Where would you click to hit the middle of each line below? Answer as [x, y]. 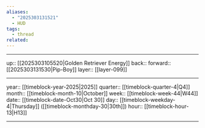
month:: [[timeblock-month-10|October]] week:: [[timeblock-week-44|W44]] [102, 93]
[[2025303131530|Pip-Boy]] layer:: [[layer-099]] [67, 69]
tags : [13, 29]
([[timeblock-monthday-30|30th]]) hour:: [92, 106]
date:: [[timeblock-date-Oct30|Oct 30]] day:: [63, 100]
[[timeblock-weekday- [148, 100]
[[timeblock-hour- [167, 106]
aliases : [17, 12]
